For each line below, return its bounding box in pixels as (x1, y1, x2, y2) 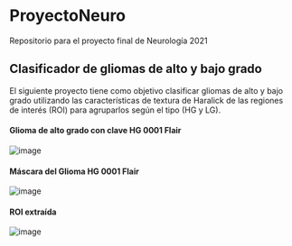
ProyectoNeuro (9, 5, 127, 26)
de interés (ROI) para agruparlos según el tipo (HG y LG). (9, 105, 221, 115)
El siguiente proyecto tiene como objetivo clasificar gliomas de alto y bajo (9, 85, 284, 96)
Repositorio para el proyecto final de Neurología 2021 (9, 35, 208, 46)
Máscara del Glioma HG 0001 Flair (9, 166, 140, 177)
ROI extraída (9, 206, 57, 217)
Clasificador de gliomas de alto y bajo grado (9, 61, 262, 77)
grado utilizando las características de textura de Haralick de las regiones (9, 95, 284, 105)
